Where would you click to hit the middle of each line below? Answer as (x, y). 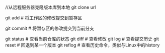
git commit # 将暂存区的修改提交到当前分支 (50, 28)
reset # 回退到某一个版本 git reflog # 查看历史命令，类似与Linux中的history (82, 45)
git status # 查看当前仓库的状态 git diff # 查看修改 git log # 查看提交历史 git (82, 39)
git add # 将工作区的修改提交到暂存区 (44, 18)
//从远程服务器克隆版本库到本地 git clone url (51, 7)
